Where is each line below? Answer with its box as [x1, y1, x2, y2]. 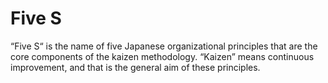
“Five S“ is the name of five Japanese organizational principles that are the [10, 40, 318, 52]
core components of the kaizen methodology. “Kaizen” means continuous [10, 50, 315, 62]
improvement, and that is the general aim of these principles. [10, 61, 261, 73]
